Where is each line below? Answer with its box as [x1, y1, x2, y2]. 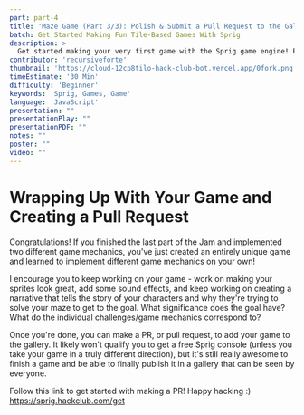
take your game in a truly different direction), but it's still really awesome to [9, 348, 289, 359]
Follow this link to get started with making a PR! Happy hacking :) [9, 385, 252, 396]
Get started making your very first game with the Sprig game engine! [17, 47, 290, 56]
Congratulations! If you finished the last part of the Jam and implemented [9, 236, 282, 247]
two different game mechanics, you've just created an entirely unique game [9, 246, 291, 256]
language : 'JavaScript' [9, 97, 100, 107]
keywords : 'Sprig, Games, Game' [9, 89, 131, 98]
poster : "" [9, 140, 51, 149]
